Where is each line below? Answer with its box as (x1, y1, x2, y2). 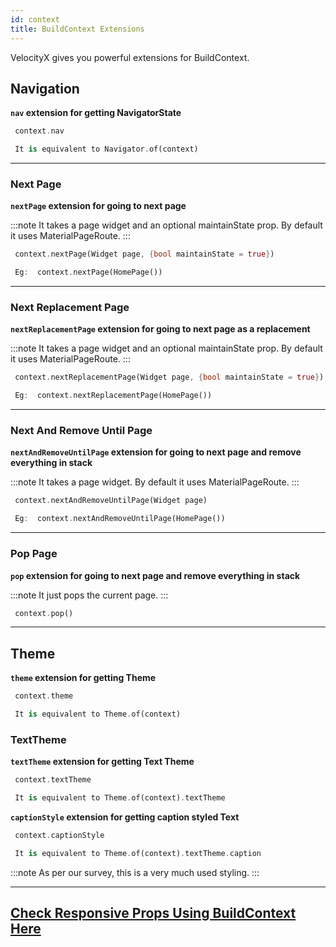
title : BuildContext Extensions (10, 24, 145, 34)
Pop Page (10, 547, 58, 561)
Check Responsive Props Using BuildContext (10, 905, 297, 922)
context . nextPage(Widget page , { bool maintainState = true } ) (14, 249, 275, 260)
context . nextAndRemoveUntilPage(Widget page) (14, 496, 208, 506)
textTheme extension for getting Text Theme (10, 756, 195, 768)
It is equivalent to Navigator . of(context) (14, 144, 199, 155)
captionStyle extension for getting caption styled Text (10, 811, 240, 823)
